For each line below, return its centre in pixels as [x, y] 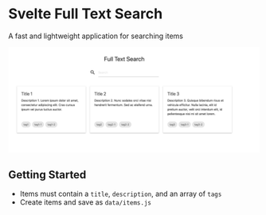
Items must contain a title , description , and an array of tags [121, 194]
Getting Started [47, 175]
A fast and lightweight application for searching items [96, 36]
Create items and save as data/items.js [86, 202]
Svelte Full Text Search [86, 14]
